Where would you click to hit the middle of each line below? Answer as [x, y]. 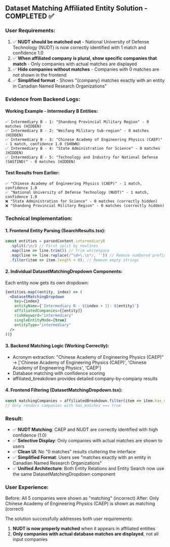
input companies [30, 539]
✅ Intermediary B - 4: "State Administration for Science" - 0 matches [83, 148]
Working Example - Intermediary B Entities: [52, 111]
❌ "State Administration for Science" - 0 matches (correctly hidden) [81, 201]
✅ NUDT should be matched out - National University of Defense [81, 41]
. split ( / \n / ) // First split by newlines [54, 246]
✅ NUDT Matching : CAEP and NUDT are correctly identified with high [85, 429]
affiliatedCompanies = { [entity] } [48, 311]
